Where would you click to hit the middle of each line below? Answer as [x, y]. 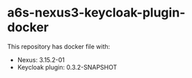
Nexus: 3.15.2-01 [41, 59]
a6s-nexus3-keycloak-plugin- [96, 13]
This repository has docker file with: [59, 46]
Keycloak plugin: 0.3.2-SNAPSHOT [67, 67]
